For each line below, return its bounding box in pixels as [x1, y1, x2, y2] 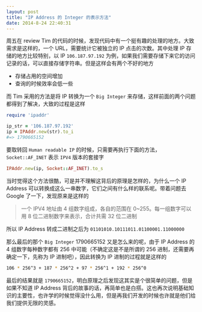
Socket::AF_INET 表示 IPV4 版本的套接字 [6, 153, 104, 161]
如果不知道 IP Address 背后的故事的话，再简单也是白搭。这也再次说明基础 [6, 284, 189, 292]
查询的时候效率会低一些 [14, 80, 73, 87]
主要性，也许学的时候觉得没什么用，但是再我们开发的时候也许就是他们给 [16, 292, 196, 299]
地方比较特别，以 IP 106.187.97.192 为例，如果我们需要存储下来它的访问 [16, 52, 195, 60]
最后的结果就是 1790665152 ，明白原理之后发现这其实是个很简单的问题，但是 [6, 277, 193, 284]
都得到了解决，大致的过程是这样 [6, 100, 85, 108]
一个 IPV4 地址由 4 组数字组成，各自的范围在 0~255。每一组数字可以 [20, 205, 192, 212]
